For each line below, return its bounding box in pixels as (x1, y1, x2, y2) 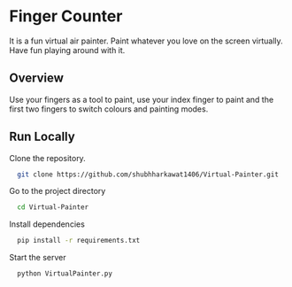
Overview (9, 71, 65, 86)
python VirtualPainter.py (17, 269, 113, 278)
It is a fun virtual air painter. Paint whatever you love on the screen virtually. (9, 35, 283, 46)
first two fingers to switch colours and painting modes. (9, 104, 209, 114)
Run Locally (9, 129, 75, 144)
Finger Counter (9, 6, 123, 27)
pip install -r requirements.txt (17, 237, 141, 245)
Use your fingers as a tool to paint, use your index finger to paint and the (9, 94, 274, 105)
